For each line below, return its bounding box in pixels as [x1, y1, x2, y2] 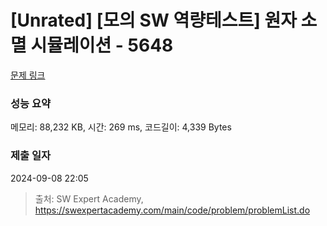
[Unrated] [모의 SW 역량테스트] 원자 [10, 9, 297, 32]
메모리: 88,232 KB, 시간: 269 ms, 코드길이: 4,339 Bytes [10, 121, 232, 133]
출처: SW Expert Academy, [34, 192, 144, 205]
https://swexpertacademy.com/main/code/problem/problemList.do [34, 204, 311, 216]
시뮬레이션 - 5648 [30, 34, 174, 57]
